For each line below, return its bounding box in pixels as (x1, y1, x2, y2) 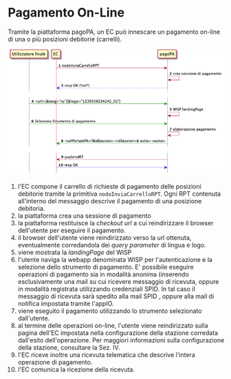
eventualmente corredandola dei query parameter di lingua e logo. (17, 241, 206, 249)
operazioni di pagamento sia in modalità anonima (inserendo (17, 270, 190, 278)
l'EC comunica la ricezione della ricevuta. (17, 365, 135, 373)
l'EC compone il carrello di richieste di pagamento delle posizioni (17, 183, 201, 191)
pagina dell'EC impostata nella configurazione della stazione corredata (17, 329, 219, 337)
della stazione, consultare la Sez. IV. (17, 343, 120, 352)
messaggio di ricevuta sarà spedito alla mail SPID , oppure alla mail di (17, 292, 214, 300)
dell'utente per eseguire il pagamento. (17, 226, 126, 235)
